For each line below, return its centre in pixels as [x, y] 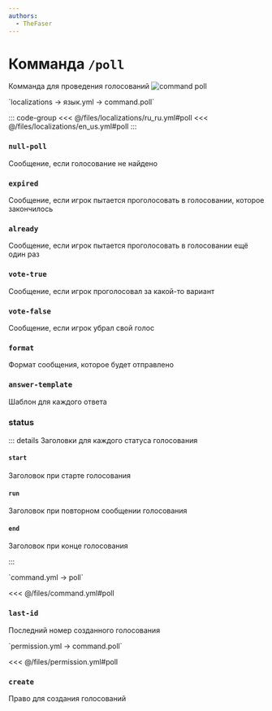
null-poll [28, 147]
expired [24, 183]
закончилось [31, 209]
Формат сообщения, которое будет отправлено [91, 365]
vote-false [30, 311]
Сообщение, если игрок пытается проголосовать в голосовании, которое [136, 200]
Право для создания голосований [67, 699]
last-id [24, 613]
